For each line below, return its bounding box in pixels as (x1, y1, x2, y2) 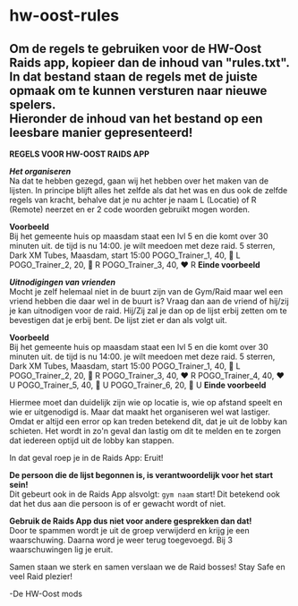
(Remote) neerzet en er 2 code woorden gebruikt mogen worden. (9, 204, 251, 215)
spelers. (9, 97, 56, 112)
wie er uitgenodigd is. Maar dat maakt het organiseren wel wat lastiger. (9, 406, 271, 417)
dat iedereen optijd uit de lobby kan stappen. (9, 435, 175, 446)
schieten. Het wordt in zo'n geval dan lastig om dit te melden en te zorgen (9, 426, 282, 436)
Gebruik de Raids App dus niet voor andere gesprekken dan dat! (9, 516, 252, 526)
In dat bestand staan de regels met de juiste (9, 69, 258, 84)
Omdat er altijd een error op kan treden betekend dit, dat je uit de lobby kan (9, 416, 288, 426)
